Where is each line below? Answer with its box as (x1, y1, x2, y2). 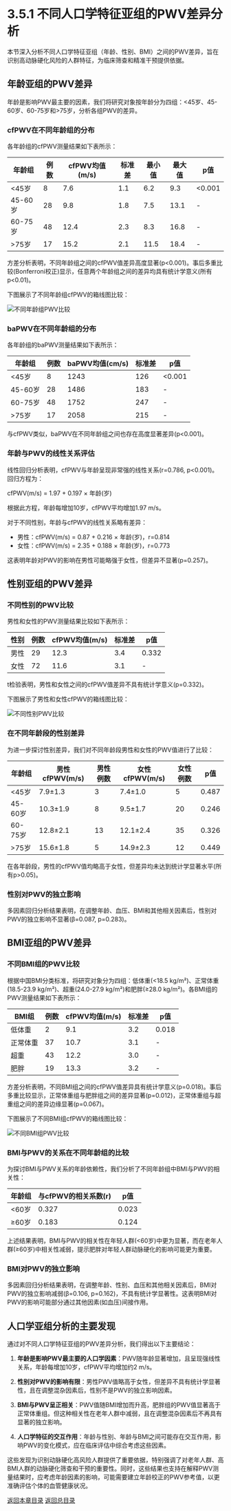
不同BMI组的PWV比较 (7, 959, 80, 969)
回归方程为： (7, 474, 43, 482)
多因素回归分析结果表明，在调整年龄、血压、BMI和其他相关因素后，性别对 (7, 906, 217, 915)
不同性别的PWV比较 (7, 600, 74, 609)
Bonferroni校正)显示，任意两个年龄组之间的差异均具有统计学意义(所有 (15, 268, 212, 276)
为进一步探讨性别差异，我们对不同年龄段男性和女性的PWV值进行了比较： (7, 746, 214, 754)
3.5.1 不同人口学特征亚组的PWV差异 (7, 6, 211, 22)
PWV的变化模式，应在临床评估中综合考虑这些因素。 (23, 1442, 170, 1450)
